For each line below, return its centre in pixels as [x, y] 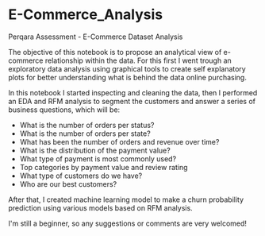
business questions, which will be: [64, 110]
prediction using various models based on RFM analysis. [100, 207]
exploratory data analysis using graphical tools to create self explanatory [127, 68]
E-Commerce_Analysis [86, 15]
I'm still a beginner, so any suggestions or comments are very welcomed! [128, 223]
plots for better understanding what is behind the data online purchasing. [128, 77]
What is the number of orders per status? [87, 125]
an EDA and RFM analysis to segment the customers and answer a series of [132, 101]
